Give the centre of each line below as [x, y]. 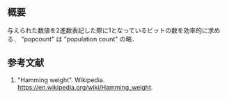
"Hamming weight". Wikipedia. [61, 80]
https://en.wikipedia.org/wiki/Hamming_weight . [85, 87]
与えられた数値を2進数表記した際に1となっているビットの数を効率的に [108, 30]
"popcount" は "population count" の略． [79, 39]
